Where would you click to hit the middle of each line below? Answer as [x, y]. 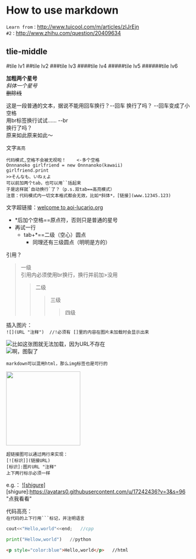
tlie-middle [27, 52]
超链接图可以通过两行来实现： [37, 454]
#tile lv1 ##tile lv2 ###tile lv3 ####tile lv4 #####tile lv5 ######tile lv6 [92, 66]
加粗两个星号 [22, 78]
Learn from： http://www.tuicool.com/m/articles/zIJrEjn [73, 27]
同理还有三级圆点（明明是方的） [71, 242]
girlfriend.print [28, 170]
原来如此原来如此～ [30, 135]
